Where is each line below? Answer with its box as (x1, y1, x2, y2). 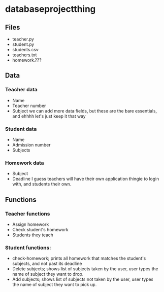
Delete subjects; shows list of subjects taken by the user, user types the (12, 266, 159, 272)
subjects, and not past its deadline (12, 260, 82, 267)
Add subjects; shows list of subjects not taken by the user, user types (12, 276, 154, 282)
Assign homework (12, 221, 49, 227)
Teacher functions (5, 210, 50, 217)
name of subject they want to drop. (12, 271, 84, 277)
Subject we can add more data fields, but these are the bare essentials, (12, 108, 157, 114)
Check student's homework (12, 226, 69, 232)
